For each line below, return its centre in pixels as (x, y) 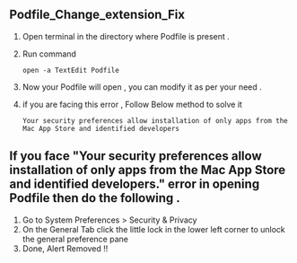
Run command (49, 54)
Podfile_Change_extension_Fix (97, 15)
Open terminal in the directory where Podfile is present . (126, 36)
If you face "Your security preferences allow (135, 156)
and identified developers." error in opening (135, 184)
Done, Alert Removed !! (65, 248)
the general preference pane (75, 239)
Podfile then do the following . (95, 198)
